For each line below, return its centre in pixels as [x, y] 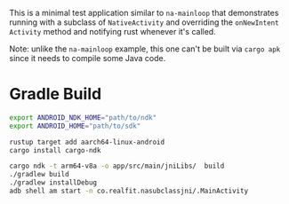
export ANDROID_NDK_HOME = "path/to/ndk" [83, 118]
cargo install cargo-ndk [55, 150]
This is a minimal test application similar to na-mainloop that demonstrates [144, 13]
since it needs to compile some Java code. [88, 58]
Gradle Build [56, 94]
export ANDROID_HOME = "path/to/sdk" [75, 126]
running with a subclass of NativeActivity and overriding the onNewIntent [144, 22]
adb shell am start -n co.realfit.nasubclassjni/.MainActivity [129, 191]
